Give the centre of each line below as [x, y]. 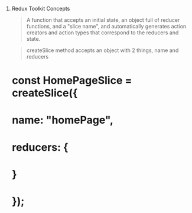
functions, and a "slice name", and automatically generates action [106, 26]
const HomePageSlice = [72, 81]
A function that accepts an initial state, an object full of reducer [103, 20]
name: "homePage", [63, 120]
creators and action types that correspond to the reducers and [102, 33]
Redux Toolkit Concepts [41, 9]
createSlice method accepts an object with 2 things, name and [102, 50]
